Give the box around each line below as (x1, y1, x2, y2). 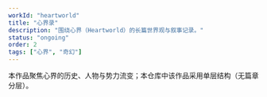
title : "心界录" (8, 19, 59, 27)
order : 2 (8, 41, 37, 49)
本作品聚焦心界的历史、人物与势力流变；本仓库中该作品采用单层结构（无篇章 (8, 71, 259, 80)
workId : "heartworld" (8, 11, 80, 20)
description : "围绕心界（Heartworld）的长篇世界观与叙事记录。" (8, 26, 204, 34)
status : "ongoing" (8, 33, 69, 42)
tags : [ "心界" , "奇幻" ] (8, 48, 82, 56)
